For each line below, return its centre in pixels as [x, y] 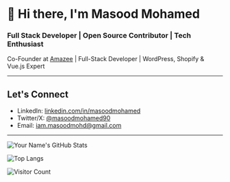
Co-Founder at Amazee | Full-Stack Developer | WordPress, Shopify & [106, 59]
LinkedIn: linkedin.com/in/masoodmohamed [79, 111]
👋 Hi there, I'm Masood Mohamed [104, 14]
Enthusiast [25, 44]
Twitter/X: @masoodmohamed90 [64, 118]
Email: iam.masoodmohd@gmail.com [69, 126]
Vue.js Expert [26, 66]
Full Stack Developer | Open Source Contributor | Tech [99, 36]
